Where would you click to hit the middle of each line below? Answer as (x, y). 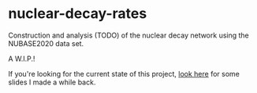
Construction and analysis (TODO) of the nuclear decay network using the (129, 35)
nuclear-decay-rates (78, 14)
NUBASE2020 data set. (46, 43)
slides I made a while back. (52, 82)
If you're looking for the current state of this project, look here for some (124, 73)
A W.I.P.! (22, 59)
